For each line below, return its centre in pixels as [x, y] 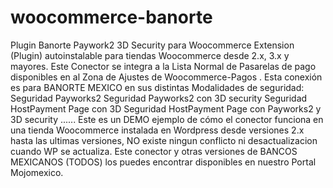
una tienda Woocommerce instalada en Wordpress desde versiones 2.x [157, 130]
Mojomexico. [37, 172]
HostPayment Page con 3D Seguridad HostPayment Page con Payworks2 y [166, 108]
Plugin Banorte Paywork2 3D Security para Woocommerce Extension [152, 45]
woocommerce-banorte [111, 17]
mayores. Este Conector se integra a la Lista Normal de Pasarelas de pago [163, 66]
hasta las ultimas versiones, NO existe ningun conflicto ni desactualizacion [164, 140]
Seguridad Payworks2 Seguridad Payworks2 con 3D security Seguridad [159, 98]
